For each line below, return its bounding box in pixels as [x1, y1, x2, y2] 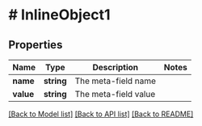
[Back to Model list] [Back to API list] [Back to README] [8, 109, 194, 119]
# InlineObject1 [8, 6, 111, 24]
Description [92, 62, 139, 73]
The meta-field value [74, 89, 156, 99]
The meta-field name [74, 75, 156, 86]
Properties [8, 38, 63, 52]
